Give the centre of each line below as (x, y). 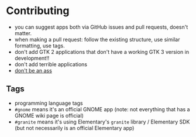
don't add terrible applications (51, 64)
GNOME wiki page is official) (49, 115)
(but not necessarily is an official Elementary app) (74, 128)
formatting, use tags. (40, 46)
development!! (32, 58)
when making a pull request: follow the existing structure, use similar (97, 39)
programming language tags (49, 103)
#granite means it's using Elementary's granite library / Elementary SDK (102, 122)
